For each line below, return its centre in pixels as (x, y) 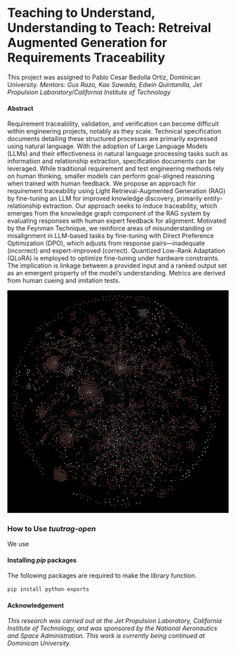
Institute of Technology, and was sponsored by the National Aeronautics (112, 628)
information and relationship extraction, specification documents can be (111, 161)
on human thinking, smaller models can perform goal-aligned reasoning (111, 176)
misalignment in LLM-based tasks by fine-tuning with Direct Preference (111, 236)
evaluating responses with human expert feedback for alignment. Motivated (117, 221)
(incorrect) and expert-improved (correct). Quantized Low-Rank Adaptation (116, 251)
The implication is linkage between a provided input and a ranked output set (117, 266)
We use (18, 544)
